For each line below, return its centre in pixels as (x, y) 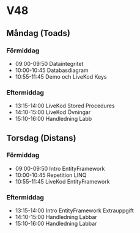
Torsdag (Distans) (41, 138)
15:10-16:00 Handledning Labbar (56, 224)
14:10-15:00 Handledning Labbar (56, 217)
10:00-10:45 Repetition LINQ (51, 175)
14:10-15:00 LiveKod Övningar (53, 112)
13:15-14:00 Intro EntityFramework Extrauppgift (75, 210)
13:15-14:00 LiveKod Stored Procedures (65, 106)
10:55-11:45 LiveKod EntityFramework (62, 181)
